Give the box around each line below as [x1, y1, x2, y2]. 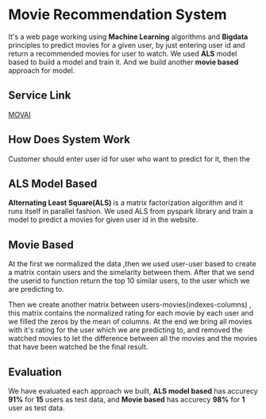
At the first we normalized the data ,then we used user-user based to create [8, 259, 256, 269]
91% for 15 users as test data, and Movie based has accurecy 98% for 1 [8, 395, 245, 404]
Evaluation [8, 365, 62, 378]
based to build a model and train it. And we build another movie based [8, 57, 239, 67]
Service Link [8, 89, 71, 103]
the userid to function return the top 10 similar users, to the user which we [8, 276, 250, 285]
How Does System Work [8, 133, 131, 146]
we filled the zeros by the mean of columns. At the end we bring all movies [8, 316, 253, 327]
